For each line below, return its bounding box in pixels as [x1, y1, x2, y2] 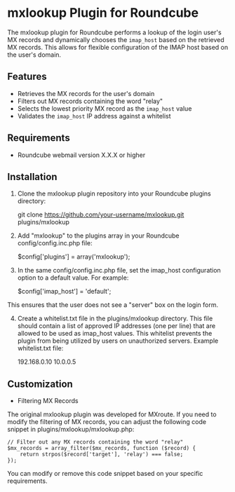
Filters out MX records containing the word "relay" [17, 97, 163, 105]
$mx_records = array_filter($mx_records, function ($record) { [7, 445, 196, 452]
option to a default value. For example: [17, 273, 129, 282]
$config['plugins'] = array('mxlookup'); [17, 252, 130, 261]
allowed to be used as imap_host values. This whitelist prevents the [17, 329, 213, 338]
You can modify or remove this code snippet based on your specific [7, 470, 203, 478]
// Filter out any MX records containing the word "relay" [7, 439, 184, 446]
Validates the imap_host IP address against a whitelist [17, 111, 171, 120]
